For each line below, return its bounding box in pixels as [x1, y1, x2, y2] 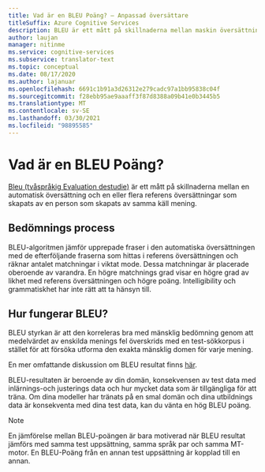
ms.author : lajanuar [8, 77, 77, 85]
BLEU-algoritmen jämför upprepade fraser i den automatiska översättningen [8, 242, 256, 252]
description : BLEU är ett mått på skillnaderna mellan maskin [8, 26, 217, 34]
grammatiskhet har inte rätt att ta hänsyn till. [8, 284, 151, 294]
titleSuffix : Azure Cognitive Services [8, 19, 140, 27]
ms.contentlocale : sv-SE [8, 107, 90, 115]
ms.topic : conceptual [8, 63, 80, 71]
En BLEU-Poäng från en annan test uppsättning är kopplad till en [30, 448, 241, 458]
